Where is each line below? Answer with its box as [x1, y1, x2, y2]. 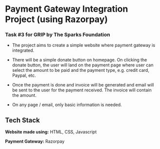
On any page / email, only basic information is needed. [12, 102, 122, 108]
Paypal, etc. [12, 72, 36, 79]
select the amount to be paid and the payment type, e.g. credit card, [12, 67, 150, 73]
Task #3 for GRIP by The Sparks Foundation [5, 31, 111, 38]
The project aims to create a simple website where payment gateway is [12, 43, 155, 48]
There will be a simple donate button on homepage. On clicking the [12, 57, 147, 63]
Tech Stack [5, 116, 40, 124]
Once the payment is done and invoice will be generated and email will [12, 82, 154, 88]
